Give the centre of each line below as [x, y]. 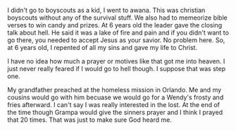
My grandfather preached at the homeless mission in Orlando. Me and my [114, 90]
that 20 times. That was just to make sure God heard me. [90, 120]
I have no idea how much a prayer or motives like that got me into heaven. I [116, 61]
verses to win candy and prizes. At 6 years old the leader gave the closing [115, 25]
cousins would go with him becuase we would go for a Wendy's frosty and [116, 97]
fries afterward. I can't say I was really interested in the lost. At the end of [114, 105]
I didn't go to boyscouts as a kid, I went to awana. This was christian [106, 10]
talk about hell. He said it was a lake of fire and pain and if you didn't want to [118, 32]
